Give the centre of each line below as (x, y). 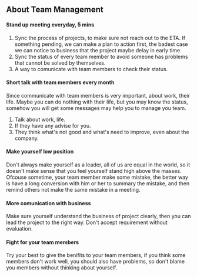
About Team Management (55, 10)
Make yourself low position (40, 152)
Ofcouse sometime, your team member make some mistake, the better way (97, 177)
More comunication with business (49, 203)
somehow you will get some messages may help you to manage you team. (96, 108)
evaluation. (19, 229)
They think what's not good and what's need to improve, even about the (102, 132)
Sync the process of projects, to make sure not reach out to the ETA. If (100, 38)
